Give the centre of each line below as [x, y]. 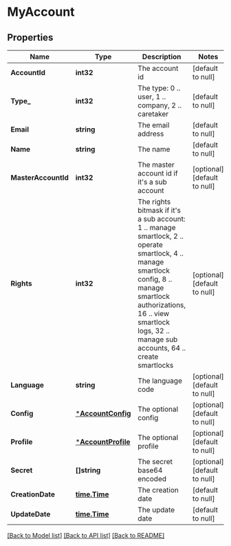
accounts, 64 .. [162, 348]
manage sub [157, 339]
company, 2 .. [159, 105]
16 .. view [153, 314]
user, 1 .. [152, 97]
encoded [152, 479]
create [148, 357]
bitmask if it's [159, 210]
